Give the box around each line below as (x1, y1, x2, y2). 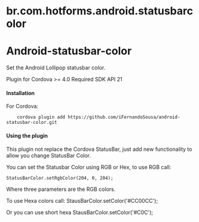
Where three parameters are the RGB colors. (6, 185, 116, 193)
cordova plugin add (17, 114, 66, 120)
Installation (6, 89, 35, 96)
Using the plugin (6, 132, 48, 139)
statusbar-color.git (6, 120, 58, 126)
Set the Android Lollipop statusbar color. (6, 64, 106, 71)
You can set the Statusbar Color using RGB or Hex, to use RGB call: (6, 163, 172, 171)
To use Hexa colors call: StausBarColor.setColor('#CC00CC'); (6, 197, 158, 204)
